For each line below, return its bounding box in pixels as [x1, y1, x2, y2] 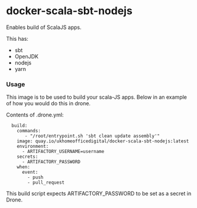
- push [27, 174, 44, 181]
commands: [17, 128, 41, 134]
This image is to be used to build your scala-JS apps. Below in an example [6, 93, 188, 101]
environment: [17, 144, 49, 149]
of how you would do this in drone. [6, 100, 91, 107]
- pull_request [27, 180, 65, 186]
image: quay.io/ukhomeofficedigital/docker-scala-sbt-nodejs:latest [17, 138, 189, 144]
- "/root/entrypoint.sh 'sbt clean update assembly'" [24, 133, 160, 139]
